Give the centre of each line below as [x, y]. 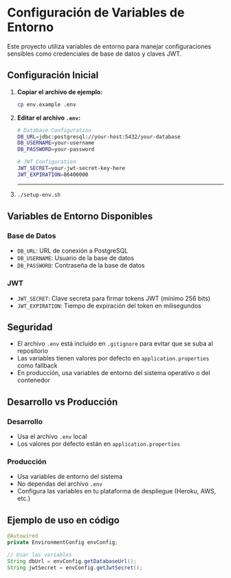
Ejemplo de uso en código [64, 520]
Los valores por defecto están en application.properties [99, 444]
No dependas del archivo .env [60, 484]
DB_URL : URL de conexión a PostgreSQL [73, 251]
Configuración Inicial [53, 75]
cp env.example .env [46, 105]
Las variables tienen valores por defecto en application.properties [113, 358]
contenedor [33, 381]
